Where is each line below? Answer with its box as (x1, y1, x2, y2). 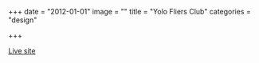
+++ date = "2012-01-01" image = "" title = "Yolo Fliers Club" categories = (8, 7, 251, 16)
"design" (8, 15, 37, 25)
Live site (8, 46, 36, 55)
